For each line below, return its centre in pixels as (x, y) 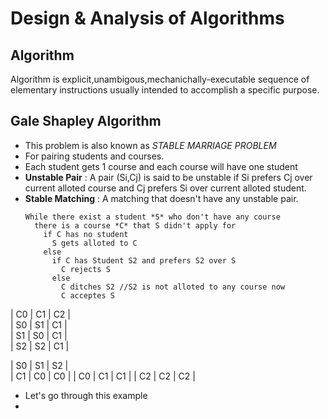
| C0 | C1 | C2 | (40, 314)
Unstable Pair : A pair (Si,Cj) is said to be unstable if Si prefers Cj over (168, 177)
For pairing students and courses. (94, 156)
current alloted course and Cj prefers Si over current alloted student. (165, 188)
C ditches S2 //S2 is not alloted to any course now (173, 287)
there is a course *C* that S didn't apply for (135, 225)
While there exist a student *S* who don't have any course (152, 217)
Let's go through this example (86, 395)
